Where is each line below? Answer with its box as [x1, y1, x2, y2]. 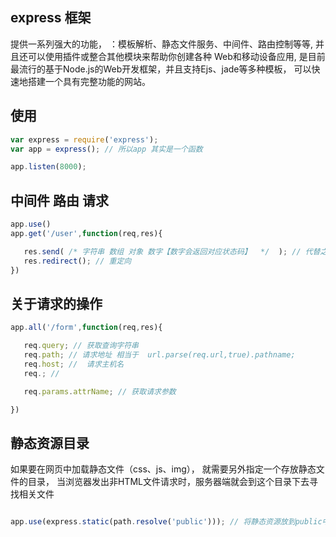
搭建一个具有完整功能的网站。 [27, 75, 151, 87]
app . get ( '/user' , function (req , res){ [10, 228, 163, 238]
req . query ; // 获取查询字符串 [23, 341, 139, 351]
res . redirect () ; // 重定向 [23, 256, 132, 266]
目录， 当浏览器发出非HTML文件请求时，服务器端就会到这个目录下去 [27, 476, 310, 488]
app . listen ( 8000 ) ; [10, 162, 87, 172]
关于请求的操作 [10, 295, 103, 312]
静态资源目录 [10, 434, 90, 452]
